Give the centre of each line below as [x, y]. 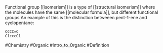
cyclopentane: [20, 23]
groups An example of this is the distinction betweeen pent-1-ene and [76, 17]
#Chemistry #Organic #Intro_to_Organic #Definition [57, 45]
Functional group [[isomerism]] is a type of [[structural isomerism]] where [80, 7]
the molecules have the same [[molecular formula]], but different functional [81, 12]
